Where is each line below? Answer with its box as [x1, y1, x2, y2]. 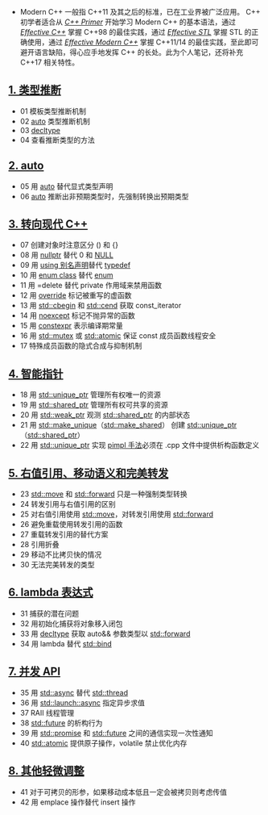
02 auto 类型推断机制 [19, 116, 91, 126]
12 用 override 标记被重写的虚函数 [19, 290, 132, 300]
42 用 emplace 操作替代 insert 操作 [19, 797, 136, 807]
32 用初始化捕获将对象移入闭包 [19, 618, 123, 628]
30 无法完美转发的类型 [19, 560, 95, 570]
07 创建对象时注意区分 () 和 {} [19, 240, 119, 250]
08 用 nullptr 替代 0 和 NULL [19, 250, 114, 260]
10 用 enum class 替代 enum [19, 270, 114, 280]
